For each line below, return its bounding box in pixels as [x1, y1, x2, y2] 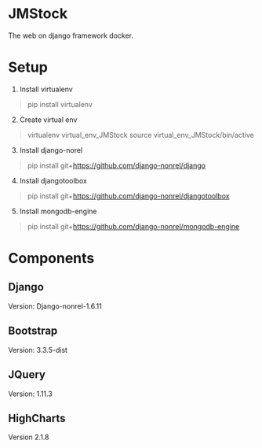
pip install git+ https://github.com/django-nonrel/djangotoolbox [27, 191, 230, 201]
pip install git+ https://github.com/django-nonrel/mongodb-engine [27, 221, 240, 231]
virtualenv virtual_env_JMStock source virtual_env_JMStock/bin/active [27, 130, 255, 139]
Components [8, 250, 95, 268]
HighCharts [8, 411, 66, 425]
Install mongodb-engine [19, 206, 97, 216]
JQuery [8, 368, 45, 382]
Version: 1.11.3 [8, 389, 53, 398]
